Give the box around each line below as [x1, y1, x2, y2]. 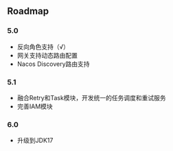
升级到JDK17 [16, 137, 54, 145]
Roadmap [7, 5, 49, 17]
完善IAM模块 [16, 102, 53, 111]
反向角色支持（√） [16, 43, 70, 51]
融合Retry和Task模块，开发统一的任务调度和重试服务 [16, 93, 166, 102]
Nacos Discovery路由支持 [16, 60, 91, 68]
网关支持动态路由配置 [16, 51, 78, 59]
